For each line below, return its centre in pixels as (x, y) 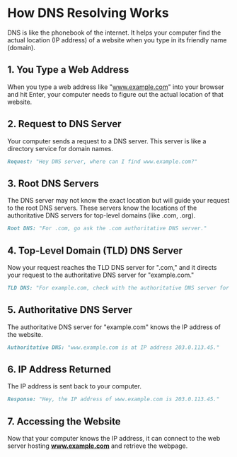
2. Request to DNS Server (64, 124)
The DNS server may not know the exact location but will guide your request (118, 201)
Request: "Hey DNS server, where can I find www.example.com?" (103, 161)
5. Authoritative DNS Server (70, 310)
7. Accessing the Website (64, 421)
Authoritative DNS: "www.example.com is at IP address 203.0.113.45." (114, 348)
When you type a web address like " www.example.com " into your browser (116, 87)
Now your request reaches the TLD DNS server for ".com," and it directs (112, 267)
